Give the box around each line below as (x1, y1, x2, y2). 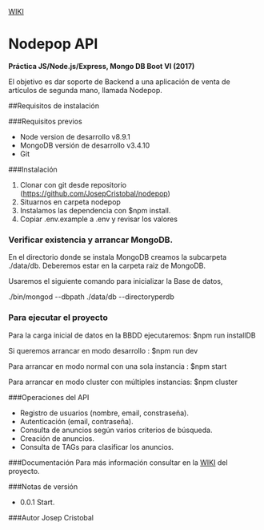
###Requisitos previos (8, 116, 82, 126)
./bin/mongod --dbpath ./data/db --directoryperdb (8, 292, 174, 301)
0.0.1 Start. (19, 497, 55, 507)
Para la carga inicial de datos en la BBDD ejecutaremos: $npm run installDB (8, 330, 256, 340)
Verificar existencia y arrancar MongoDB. (8, 234, 174, 245)
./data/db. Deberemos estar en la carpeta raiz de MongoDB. (8, 261, 206, 271)
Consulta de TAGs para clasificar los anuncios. (19, 442, 174, 451)
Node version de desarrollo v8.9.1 (19, 131, 130, 141)
